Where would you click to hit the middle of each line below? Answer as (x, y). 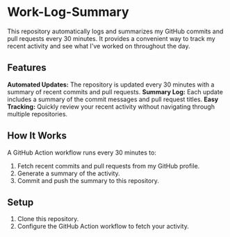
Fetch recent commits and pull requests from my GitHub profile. (108, 166)
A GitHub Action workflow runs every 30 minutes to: (82, 152)
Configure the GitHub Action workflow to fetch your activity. (103, 227)
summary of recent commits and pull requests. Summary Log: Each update (115, 91)
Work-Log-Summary (68, 12)
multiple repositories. (38, 114)
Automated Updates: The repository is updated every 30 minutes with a (111, 85)
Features (27, 68)
